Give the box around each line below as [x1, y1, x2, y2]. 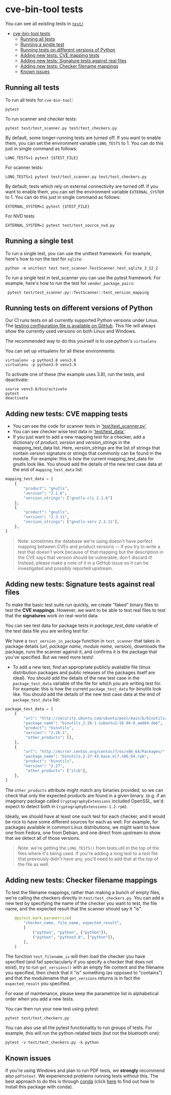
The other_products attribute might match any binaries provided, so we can [5, 787, 164, 793]
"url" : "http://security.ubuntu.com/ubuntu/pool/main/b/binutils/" [23, 716, 169, 721]
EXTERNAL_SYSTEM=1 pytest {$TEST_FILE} [5, 204, 90, 209]
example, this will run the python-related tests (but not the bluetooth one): [5, 1030, 160, 1036]
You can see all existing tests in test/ [5, 20, 84, 27]
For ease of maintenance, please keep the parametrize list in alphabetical [5, 991, 159, 997]
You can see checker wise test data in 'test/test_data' [12, 429, 125, 435]
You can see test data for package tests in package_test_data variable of [5, 622, 159, 629]
